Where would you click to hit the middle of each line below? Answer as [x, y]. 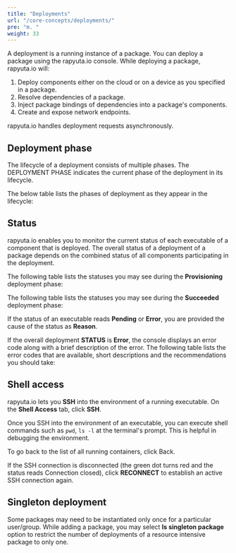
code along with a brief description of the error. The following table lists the [117, 347]
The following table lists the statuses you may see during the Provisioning [115, 276]
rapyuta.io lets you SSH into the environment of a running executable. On [113, 401]
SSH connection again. [41, 480]
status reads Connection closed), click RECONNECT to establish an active [115, 473]
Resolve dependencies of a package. [71, 97]
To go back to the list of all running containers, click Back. [91, 451]
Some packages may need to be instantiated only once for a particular [109, 519]
